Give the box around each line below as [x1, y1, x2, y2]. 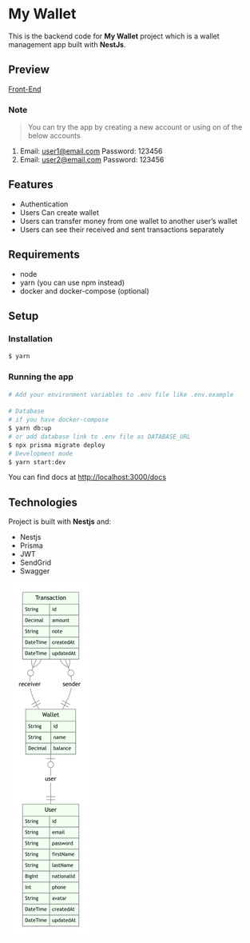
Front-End [8, 84, 42, 94]
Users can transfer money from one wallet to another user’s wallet [19, 216, 238, 226]
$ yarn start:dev [8, 458, 66, 466]
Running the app [8, 371, 74, 382]
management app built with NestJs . [8, 39, 126, 49]
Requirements [8, 248, 80, 262]
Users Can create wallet [19, 207, 100, 217]
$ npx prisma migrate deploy [8, 441, 105, 449]
